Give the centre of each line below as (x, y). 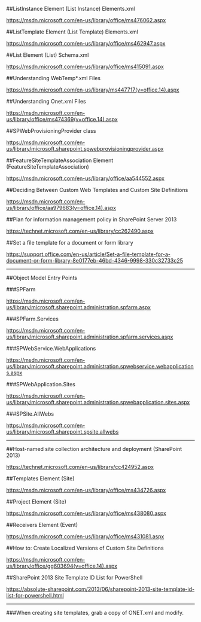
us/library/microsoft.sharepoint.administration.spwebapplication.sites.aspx (98, 402)
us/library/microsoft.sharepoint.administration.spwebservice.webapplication (100, 366)
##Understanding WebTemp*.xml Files (53, 78)
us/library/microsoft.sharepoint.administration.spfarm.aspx (79, 307)
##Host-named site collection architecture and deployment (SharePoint (94, 449)
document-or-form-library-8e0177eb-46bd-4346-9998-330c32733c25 (95, 260)
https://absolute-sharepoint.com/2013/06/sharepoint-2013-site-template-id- (100, 589)
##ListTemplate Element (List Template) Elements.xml (72, 32)
